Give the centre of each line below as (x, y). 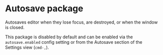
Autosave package (44, 9)
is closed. (15, 27)
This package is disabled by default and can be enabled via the (69, 37)
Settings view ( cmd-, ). (27, 47)
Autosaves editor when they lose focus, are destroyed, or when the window (81, 22)
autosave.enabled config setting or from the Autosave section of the (74, 42)
